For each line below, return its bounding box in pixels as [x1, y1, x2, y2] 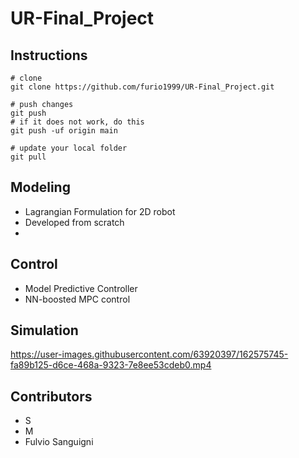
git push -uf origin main [10, 126, 118, 136]
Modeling [10, 179, 71, 196]
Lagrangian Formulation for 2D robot [24, 205, 176, 217]
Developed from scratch [24, 216, 125, 228]
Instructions [10, 47, 88, 64]
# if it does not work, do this [10, 117, 145, 127]
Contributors [10, 388, 93, 405]
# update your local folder [10, 143, 128, 153]
